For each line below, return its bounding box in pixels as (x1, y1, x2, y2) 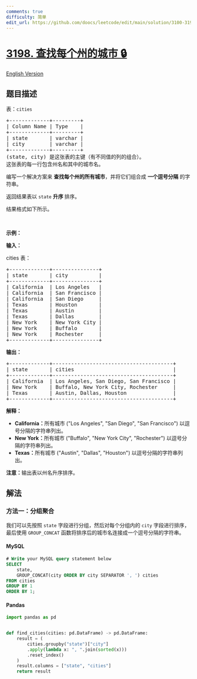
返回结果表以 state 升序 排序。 (6, 193, 80, 200)
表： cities (6, 105, 32, 112)
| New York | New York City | (6, 319, 103, 326)
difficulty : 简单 (6, 14, 47, 20)
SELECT (6, 561, 22, 567)
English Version (6, 70, 44, 77)
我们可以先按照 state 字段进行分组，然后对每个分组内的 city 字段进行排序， (6, 521, 190, 528)
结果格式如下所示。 (6, 205, 53, 212)
